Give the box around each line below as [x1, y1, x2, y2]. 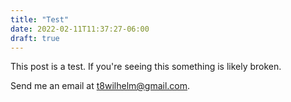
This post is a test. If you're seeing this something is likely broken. [10, 61, 282, 73]
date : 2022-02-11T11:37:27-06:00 [10, 24, 150, 34]
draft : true [10, 33, 60, 43]
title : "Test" [10, 14, 70, 25]
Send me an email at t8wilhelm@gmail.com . [10, 80, 191, 92]
